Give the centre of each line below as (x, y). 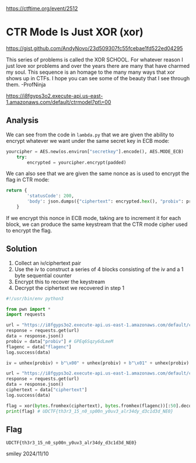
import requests (26, 315)
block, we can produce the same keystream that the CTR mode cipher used (97, 224)
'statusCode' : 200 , (51, 196)
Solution (22, 249)
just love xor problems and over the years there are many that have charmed (98, 66)
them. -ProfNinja (26, 84)
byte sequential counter (43, 275)
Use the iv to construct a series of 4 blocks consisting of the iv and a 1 (99, 269)
